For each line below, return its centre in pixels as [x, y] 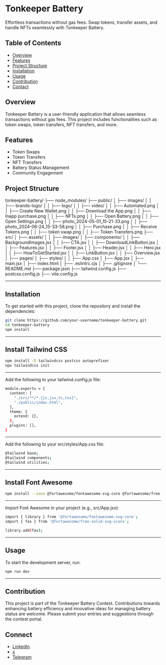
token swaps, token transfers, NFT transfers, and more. [61, 125]
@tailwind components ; [28, 458]
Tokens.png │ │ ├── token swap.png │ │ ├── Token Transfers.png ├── [79, 232]
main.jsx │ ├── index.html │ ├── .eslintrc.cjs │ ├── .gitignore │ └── [76, 264]
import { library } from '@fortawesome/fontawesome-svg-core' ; [72, 517]
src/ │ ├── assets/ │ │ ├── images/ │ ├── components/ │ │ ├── [72, 237]
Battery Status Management [41, 168]
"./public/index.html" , [39, 402]
